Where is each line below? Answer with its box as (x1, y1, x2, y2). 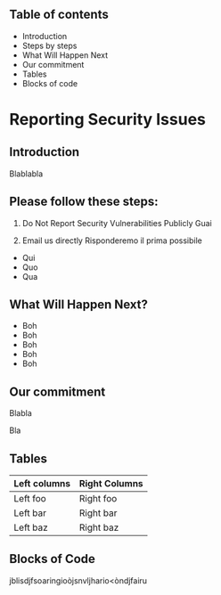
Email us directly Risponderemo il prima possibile (21, 235, 203, 246)
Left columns (13, 477, 71, 490)
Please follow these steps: (9, 194, 159, 209)
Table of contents (9, 7, 109, 22)
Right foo (78, 493, 118, 505)
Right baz (78, 521, 119, 534)
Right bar (78, 507, 118, 519)
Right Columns (78, 477, 144, 490)
